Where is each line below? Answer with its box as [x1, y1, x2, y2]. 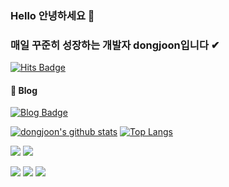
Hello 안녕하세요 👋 [10, 8, 95, 22]
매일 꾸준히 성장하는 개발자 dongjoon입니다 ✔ [10, 38, 220, 52]
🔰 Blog [10, 84, 38, 96]
